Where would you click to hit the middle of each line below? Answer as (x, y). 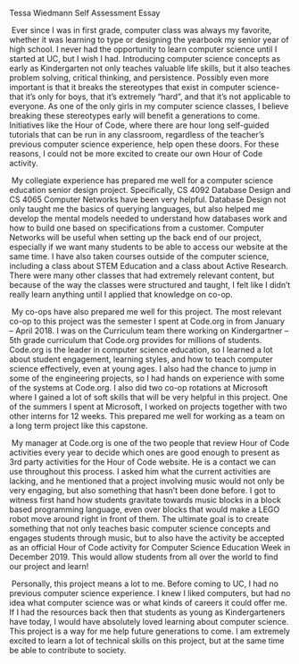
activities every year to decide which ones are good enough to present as (145, 452)
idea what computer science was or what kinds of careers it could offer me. (148, 603)
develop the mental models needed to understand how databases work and (148, 219)
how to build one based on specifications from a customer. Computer (137, 228)
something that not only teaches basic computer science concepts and (140, 528)
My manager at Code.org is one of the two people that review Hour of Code (150, 443)
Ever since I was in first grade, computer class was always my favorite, (141, 30)
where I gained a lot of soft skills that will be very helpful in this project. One (149, 397)
